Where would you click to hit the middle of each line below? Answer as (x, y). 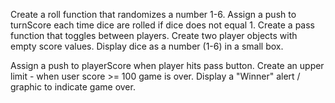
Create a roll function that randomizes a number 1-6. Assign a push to (153, 14)
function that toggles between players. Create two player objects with (154, 35)
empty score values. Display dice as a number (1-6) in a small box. (147, 46)
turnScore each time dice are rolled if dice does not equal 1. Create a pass (162, 25)
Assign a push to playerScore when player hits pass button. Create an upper (167, 65)
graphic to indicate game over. (73, 87)
